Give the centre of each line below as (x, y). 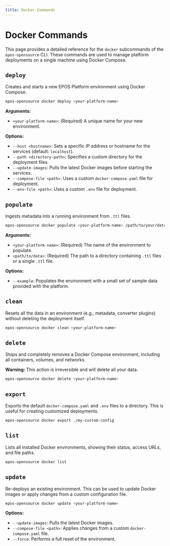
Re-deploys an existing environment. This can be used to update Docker (81, 489)
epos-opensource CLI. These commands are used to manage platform (77, 54)
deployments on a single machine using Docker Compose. (66, 60)
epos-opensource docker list (36, 462)
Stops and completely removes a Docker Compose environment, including (83, 354)
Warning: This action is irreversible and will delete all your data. (72, 370)
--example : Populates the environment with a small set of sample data (85, 281)
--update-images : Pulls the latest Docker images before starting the (82, 167)
